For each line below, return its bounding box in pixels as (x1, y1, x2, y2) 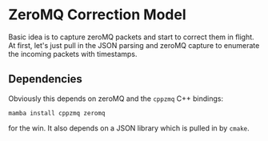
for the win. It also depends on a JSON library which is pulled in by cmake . (8, 123, 250, 133)
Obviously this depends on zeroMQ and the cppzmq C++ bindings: (8, 94, 224, 103)
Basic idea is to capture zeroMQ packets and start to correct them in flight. (8, 32, 254, 42)
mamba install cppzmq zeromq (8, 109, 106, 117)
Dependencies (8, 72, 82, 86)
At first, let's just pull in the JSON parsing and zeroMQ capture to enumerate (8, 40, 260, 50)
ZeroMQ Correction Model (8, 6, 186, 24)
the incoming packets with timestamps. (8, 49, 138, 58)
